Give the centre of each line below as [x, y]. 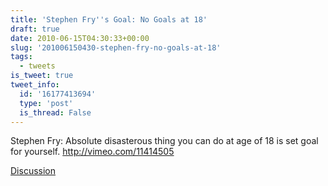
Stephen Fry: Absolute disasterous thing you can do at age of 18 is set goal [164, 141]
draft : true [35, 29]
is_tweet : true [42, 76]
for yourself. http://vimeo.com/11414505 [92, 152]
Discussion [33, 171]
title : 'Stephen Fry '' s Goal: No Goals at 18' [109, 19]
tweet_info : [35, 85]
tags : [21, 57]
